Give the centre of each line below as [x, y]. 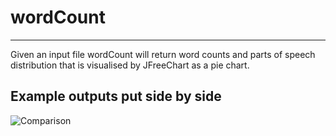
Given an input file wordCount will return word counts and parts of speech [163, 54]
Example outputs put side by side [116, 96]
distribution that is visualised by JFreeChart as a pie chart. [130, 65]
